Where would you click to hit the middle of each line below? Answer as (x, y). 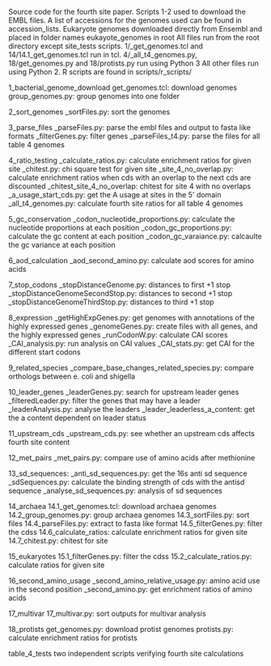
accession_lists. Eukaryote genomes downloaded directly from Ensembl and (135, 29)
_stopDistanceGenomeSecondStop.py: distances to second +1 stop (121, 293)
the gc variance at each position (62, 245)
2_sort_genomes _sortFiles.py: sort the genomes (89, 112)
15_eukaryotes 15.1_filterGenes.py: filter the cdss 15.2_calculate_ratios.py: (130, 556)
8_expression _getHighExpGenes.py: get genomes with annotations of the (131, 318)
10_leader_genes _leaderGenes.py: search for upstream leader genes (124, 392)
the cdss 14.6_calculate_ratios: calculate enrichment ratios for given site (128, 532)
